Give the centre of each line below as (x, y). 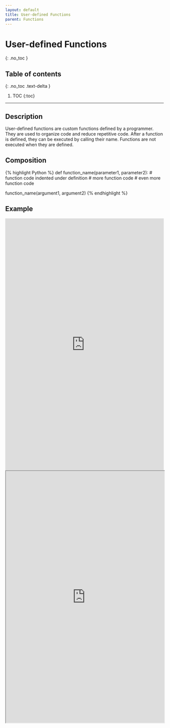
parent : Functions (24, 19)
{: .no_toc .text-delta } (28, 86)
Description (24, 116)
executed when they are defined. (39, 145)
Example (19, 209)
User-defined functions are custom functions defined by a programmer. (79, 128)
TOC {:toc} (24, 96)
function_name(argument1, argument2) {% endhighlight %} (67, 193)
